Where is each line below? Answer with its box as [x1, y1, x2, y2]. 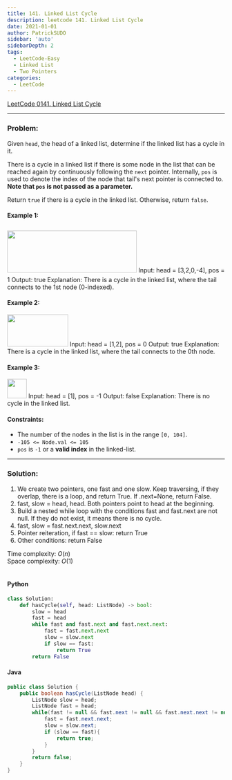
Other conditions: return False [17, 536, 102, 544]
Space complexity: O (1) [7, 557, 74, 565]
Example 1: [7, 212, 39, 220]
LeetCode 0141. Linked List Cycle [7, 100, 101, 108]
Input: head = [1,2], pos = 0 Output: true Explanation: [69, 340, 220, 348]
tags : [7, 49, 23, 56]
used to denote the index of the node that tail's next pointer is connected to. [7, 174, 224, 183]
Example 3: [7, 363, 40, 371]
